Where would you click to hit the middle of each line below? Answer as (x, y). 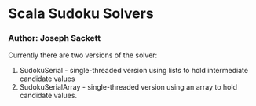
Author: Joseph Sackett (55, 38)
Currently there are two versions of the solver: (83, 55)
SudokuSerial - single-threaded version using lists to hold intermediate (134, 71)
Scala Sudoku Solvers (81, 14)
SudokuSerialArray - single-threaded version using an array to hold (128, 87)
